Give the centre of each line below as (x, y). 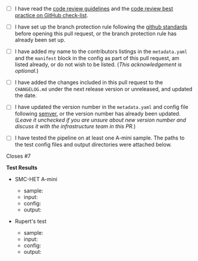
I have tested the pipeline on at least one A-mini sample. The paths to (100, 138)
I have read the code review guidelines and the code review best (94, 9)
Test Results (22, 168)
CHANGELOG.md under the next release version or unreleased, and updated (103, 89)
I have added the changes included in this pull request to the (89, 82)
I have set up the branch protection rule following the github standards (101, 27)
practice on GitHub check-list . (51, 15)
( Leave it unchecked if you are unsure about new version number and (100, 120)
